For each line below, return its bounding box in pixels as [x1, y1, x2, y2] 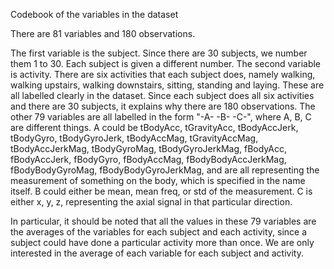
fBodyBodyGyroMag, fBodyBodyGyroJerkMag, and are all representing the [10, 164, 320, 176]
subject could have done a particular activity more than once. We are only [10, 237, 315, 248]
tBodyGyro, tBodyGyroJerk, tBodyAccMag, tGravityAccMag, [10, 132, 259, 144]
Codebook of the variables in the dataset [10, 9, 179, 20]
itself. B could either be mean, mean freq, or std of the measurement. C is [10, 185, 313, 197]
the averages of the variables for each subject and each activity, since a [10, 226, 308, 238]
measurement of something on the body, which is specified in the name [10, 175, 306, 186]
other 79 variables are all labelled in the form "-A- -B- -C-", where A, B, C [10, 111, 312, 123]
